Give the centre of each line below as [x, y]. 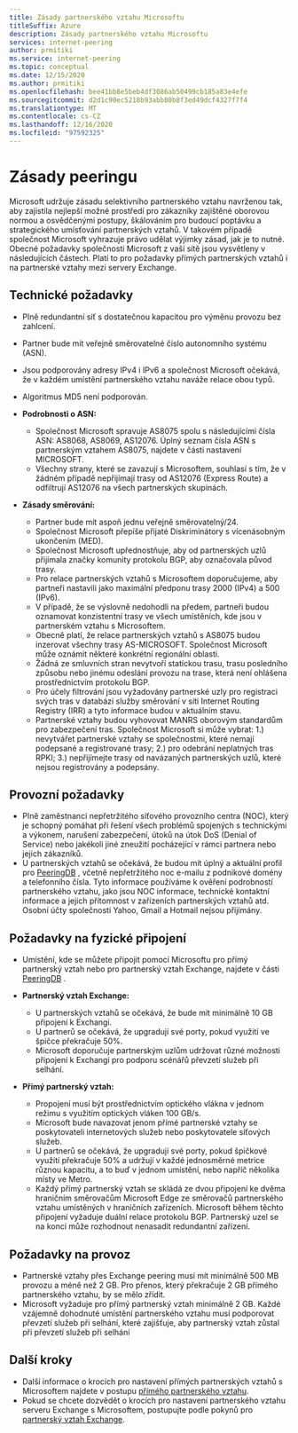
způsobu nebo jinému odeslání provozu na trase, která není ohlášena [161, 673]
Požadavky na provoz [70, 1254]
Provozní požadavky [67, 795]
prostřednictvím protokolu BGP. [93, 682]
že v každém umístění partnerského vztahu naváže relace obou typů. [148, 379]
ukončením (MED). [69, 540]
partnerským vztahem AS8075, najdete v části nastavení [138, 450]
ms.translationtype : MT [53, 108]
